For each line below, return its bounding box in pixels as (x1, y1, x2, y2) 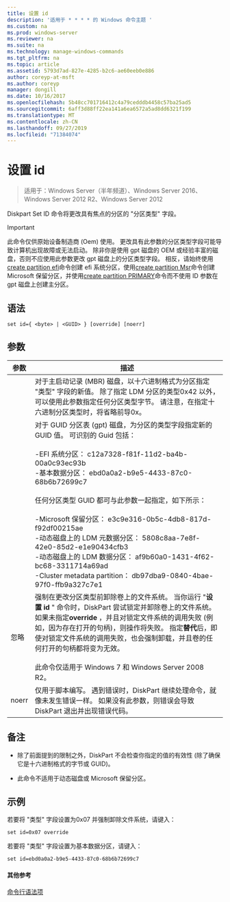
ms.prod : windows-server (7, 29, 78, 36)
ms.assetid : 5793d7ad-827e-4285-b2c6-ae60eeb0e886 (7, 67, 155, 74)
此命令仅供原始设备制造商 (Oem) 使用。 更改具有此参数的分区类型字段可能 (7, 238, 216, 246)
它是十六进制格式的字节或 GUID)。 (16, 760, 114, 768)
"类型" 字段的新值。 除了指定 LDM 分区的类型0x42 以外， (34, 386, 220, 396)
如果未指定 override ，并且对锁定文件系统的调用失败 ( (34, 612, 207, 622)
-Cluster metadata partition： (34, 571, 130, 580)
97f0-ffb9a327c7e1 (34, 579, 103, 589)
